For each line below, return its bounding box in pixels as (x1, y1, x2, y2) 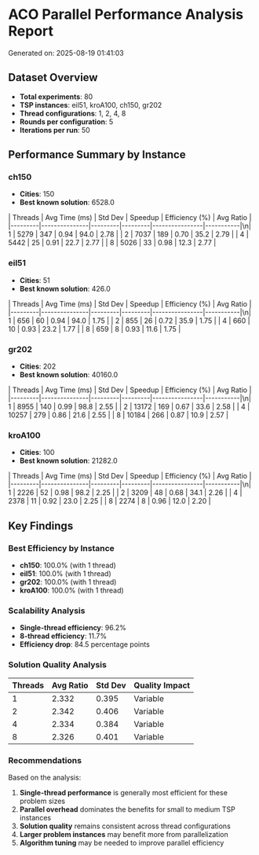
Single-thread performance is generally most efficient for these (19, 787, 228, 797)
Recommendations (8, 754, 82, 765)
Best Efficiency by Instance (8, 542, 115, 553)
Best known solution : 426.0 (19, 284, 111, 293)
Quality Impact (133, 680, 191, 691)
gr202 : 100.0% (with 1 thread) (19, 578, 117, 587)
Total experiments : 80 (19, 92, 93, 101)
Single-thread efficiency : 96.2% (19, 623, 127, 633)
